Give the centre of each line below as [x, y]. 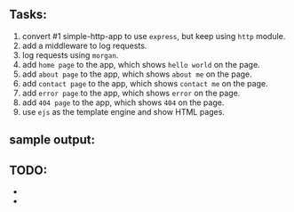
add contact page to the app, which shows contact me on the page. [145, 83]
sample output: [52, 140]
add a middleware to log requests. [84, 45]
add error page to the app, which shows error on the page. [131, 93]
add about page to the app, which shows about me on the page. [137, 74]
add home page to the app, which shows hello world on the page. [141, 64]
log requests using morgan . [70, 55]
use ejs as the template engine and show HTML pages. [123, 111]
